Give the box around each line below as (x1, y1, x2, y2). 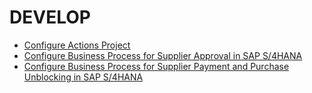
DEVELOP (9, 6, 91, 29)
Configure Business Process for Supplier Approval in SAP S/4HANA (23, 49, 303, 61)
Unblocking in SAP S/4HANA (23, 71, 144, 83)
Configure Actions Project (23, 39, 131, 51)
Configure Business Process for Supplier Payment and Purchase (23, 60, 290, 72)
